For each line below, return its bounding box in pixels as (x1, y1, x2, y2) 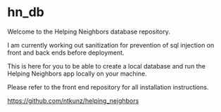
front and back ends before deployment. (7, 48, 125, 57)
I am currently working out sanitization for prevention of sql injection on (7, 41, 215, 49)
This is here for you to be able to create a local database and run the (7, 62, 206, 70)
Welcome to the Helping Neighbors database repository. (7, 27, 170, 36)
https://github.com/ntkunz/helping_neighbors (7, 96, 139, 105)
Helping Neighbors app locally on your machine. (7, 69, 147, 78)
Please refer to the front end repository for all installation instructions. (7, 83, 209, 91)
